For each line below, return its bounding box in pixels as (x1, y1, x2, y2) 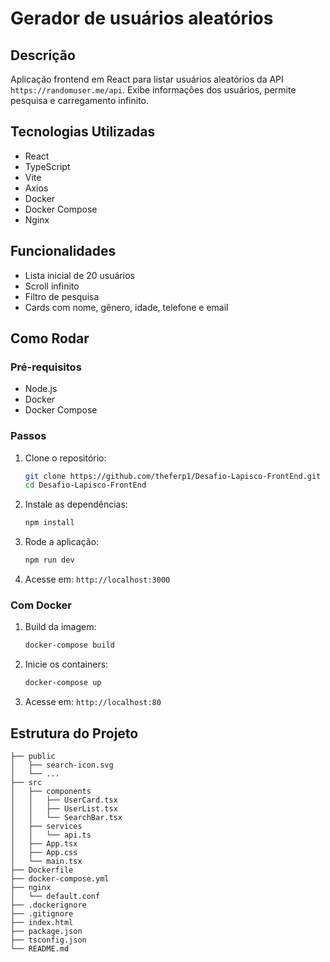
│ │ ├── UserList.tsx (10, 803, 118, 814)
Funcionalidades (10, 243, 117, 260)
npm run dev (24, 555, 75, 566)
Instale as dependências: (24, 498, 128, 511)
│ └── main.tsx (10, 856, 83, 866)
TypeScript (24, 160, 71, 172)
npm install (24, 518, 75, 528)
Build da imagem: (24, 621, 97, 633)
